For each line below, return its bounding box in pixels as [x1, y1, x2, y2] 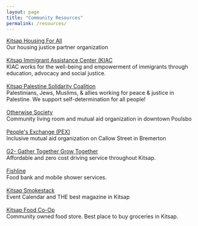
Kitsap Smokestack [6, 187, 55, 194]
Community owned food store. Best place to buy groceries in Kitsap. [6, 213, 178, 220]
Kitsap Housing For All [6, 37, 62, 45]
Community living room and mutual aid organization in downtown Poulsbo [6, 115, 192, 122]
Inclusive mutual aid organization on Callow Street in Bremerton [6, 135, 166, 142]
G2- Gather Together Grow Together [6, 148, 98, 155]
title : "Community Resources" [6, 15, 84, 21]
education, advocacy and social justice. [6, 70, 106, 77]
